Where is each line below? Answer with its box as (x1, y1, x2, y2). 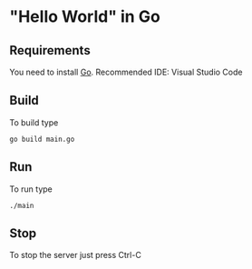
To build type (9, 116, 59, 128)
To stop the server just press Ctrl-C (9, 250, 142, 261)
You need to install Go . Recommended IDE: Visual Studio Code (9, 66, 243, 77)
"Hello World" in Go (9, 6, 160, 27)
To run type (9, 184, 53, 194)
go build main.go (9, 134, 75, 144)
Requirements (9, 43, 91, 58)
